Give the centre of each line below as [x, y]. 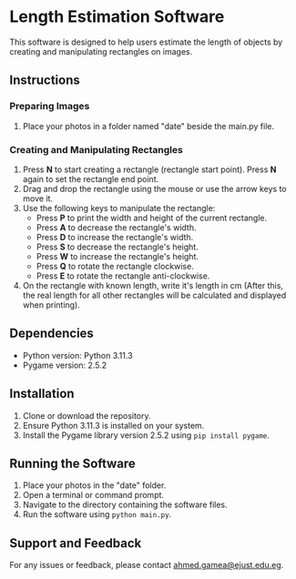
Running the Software [73, 463]
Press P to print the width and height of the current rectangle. [152, 218]
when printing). [51, 305]
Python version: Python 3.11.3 [78, 355]
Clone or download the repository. [87, 415]
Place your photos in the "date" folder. [94, 485]
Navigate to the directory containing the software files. [125, 505]
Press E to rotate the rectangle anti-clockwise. [123, 276]
